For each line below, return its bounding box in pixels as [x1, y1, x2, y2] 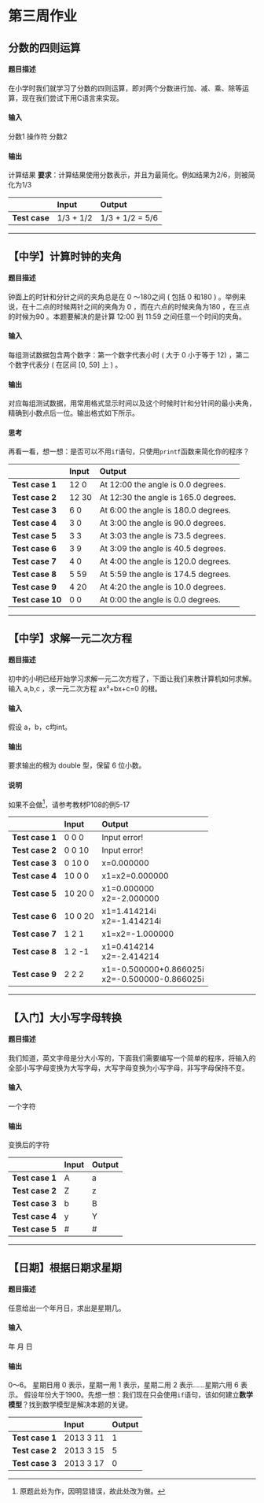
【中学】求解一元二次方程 [8, 631, 132, 645]
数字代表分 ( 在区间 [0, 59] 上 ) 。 [14, 360, 123, 369]
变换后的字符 [8, 1140, 49, 1149]
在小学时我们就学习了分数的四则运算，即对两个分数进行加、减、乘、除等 [8, 83, 242, 93]
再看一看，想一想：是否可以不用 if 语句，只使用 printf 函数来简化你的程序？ [8, 446, 250, 457]
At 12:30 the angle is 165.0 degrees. [99, 492, 236, 503]
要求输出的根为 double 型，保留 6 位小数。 [8, 761, 146, 770]
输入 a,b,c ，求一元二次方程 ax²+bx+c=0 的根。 [8, 683, 163, 693]
